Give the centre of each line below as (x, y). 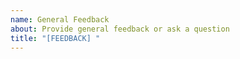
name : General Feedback (60, 19)
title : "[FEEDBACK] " (55, 38)
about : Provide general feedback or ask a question (120, 29)
